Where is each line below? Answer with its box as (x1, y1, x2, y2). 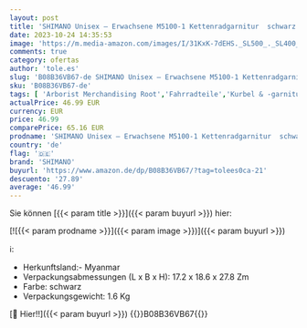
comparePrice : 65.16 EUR (9, 124, 104, 133)
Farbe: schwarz (22, 282, 82, 292)
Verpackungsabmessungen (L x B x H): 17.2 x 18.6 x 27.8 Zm (22, 272, 249, 282)
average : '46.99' (9, 183, 76, 192)
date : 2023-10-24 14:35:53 (9, 30, 112, 39)
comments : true (9, 47, 68, 56)
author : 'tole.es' (9, 65, 79, 74)
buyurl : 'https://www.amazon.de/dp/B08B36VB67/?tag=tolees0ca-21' (9, 166, 268, 175)
